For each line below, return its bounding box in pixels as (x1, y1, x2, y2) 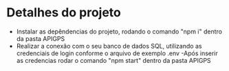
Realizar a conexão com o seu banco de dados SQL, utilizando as (16, 42, 202, 50)
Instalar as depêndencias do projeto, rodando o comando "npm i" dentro (16, 27, 223, 35)
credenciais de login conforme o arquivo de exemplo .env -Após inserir (16, 49, 218, 57)
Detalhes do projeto (6, 5, 121, 20)
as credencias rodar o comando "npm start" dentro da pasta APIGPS (16, 56, 211, 64)
